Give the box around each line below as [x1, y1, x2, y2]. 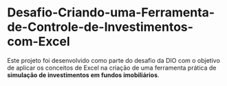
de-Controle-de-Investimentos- [7, 19, 194, 35]
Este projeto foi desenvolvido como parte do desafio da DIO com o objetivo [7, 56, 220, 64]
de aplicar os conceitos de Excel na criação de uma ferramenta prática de [7, 63, 217, 72]
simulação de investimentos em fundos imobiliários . [7, 70, 160, 79]
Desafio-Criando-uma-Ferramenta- [7, 5, 215, 20]
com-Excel [7, 34, 70, 49]
